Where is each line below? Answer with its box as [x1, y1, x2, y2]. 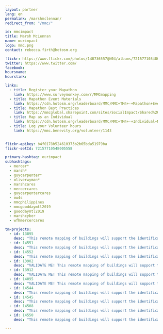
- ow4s [9, 195, 23, 200]
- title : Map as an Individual [9, 115, 73, 119]
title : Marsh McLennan [5, 34, 51, 39]
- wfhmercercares [9, 218, 45, 223]
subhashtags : [5, 159, 32, 164]
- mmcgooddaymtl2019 [9, 204, 51, 209]
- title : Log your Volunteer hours [9, 124, 81, 129]
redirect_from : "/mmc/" [5, 20, 53, 26]
